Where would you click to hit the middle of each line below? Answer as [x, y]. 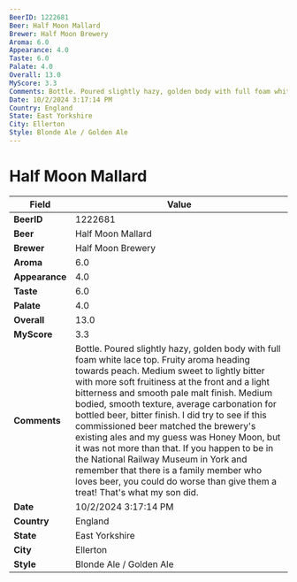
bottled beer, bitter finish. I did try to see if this [171, 415]
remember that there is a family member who [168, 470]
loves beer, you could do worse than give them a [175, 481]
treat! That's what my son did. [137, 492]
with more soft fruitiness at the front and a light [172, 381]
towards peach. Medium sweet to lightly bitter [170, 371]
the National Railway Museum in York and [161, 459]
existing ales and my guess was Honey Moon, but [178, 437]
